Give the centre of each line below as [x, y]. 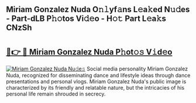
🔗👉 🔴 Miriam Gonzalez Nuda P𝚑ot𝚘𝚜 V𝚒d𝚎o [89, 52]
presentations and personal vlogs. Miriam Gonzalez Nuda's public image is [96, 81]
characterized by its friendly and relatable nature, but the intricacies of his [95, 88]
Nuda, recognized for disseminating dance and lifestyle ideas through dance [98, 75]
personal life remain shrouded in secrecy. [56, 94]
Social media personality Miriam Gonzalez [137, 69]
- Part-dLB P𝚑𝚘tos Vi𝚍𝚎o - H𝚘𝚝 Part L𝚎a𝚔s [86, 19]
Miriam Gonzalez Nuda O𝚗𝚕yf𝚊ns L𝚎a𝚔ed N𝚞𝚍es [98, 10]
